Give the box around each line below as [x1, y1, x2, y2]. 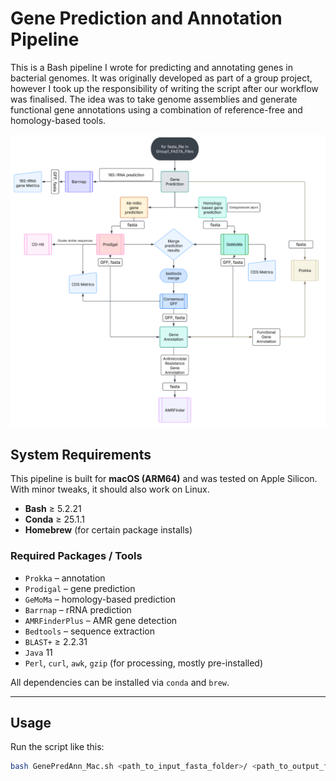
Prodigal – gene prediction [24, 582, 136, 594]
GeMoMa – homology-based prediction [24, 593, 177, 605]
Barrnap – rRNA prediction [24, 603, 132, 616]
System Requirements [10, 446, 152, 463]
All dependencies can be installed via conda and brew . [10, 676, 230, 688]
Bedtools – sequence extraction [24, 625, 155, 637]
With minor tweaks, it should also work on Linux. [10, 483, 210, 496]
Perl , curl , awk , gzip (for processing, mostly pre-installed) [24, 657, 264, 669]
